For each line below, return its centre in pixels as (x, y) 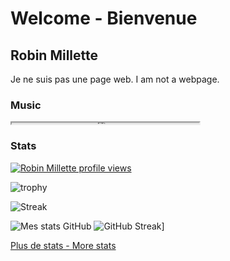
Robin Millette (54, 55)
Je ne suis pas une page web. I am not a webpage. (115, 79)
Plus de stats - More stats (63, 245)
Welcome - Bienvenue (104, 18)
